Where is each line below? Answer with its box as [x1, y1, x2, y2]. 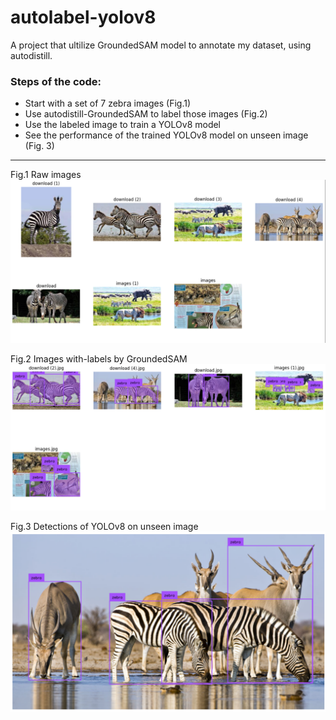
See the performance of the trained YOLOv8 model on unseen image [24, 129, 309, 141]
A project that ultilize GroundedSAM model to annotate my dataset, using [10, 39, 312, 51]
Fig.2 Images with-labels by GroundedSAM [10, 352, 188, 365]
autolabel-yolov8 [10, 6, 157, 29]
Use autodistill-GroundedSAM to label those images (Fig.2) [24, 108, 268, 120]
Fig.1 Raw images [10, 169, 82, 181]
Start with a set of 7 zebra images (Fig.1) [24, 97, 192, 110]
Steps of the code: [10, 74, 102, 88]
